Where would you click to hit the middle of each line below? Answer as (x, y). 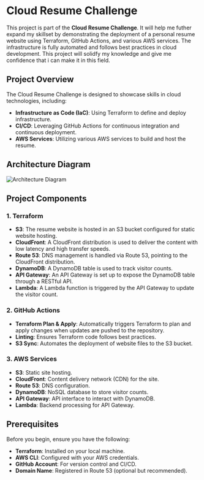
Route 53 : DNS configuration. (52, 385)
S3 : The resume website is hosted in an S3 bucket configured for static (105, 229)
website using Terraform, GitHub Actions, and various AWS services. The (99, 40)
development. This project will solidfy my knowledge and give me (89, 53)
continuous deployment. (46, 132)
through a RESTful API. (44, 281)
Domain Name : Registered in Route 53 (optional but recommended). (101, 470)
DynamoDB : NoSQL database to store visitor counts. (82, 392)
